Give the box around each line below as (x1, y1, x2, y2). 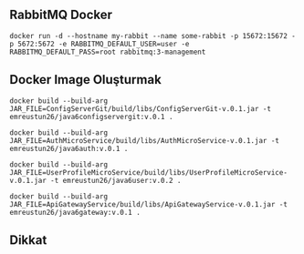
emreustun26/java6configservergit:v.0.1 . (9, 112, 173, 121)
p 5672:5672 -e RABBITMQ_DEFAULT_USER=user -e (9, 39, 190, 48)
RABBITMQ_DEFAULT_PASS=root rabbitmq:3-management (9, 47, 206, 56)
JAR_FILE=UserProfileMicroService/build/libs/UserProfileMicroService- (9, 168, 288, 177)
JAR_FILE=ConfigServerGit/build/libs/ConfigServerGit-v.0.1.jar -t (9, 104, 272, 113)
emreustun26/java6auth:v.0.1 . (9, 144, 129, 153)
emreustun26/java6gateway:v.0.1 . (9, 208, 142, 217)
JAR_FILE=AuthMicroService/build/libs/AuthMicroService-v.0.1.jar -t (9, 136, 280, 145)
